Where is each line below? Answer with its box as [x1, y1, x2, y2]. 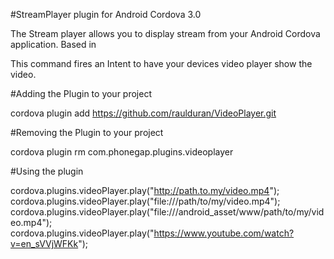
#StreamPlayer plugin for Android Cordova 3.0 [10, 9, 202, 20]
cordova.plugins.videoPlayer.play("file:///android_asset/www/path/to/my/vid [10, 206, 325, 218]
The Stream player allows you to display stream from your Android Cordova [10, 28, 321, 39]
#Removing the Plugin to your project [10, 127, 164, 138]
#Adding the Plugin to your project [10, 88, 152, 99]
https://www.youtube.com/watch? [153, 227, 295, 239]
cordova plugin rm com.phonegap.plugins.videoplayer [10, 146, 234, 158]
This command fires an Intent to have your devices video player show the [10, 58, 313, 69]
